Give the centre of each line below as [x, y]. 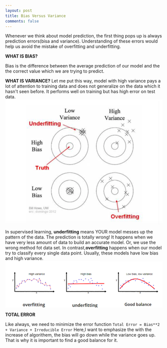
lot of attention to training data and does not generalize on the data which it [83, 86]
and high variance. [24, 258]
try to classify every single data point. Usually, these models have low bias [82, 253]
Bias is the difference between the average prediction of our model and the [82, 66]
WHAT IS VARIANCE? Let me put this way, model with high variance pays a [83, 81]
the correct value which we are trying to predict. [55, 71]
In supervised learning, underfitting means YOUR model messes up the [79, 231]
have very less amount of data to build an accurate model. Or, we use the [80, 242]
